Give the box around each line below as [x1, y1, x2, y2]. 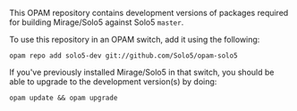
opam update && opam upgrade [9, 93, 118, 102]
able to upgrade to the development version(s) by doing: [9, 76, 217, 87]
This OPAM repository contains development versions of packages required [9, 8, 289, 18]
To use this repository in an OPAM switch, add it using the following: [9, 35, 260, 44]
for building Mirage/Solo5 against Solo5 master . [9, 17, 184, 28]
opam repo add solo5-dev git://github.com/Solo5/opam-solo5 [9, 52, 239, 60]
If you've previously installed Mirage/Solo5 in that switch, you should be [9, 67, 275, 77]
